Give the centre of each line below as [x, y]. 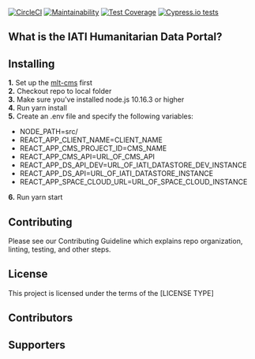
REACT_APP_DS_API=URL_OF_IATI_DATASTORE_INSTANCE [116, 174]
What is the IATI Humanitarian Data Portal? [115, 37]
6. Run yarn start [36, 197]
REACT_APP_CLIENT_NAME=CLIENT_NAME [91, 140]
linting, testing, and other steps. [60, 249]
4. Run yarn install [37, 108]
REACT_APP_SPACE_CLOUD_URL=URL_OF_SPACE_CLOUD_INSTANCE [133, 182]
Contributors [41, 318]
